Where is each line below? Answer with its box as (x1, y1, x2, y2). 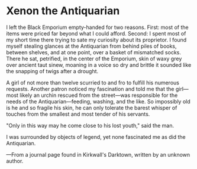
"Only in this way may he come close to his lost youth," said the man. (6, 122, 175, 129)
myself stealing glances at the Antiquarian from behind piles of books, (6, 43, 177, 50)
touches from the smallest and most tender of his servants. (6, 110, 150, 118)
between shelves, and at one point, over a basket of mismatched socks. (6, 48, 182, 56)
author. (6, 157, 24, 164)
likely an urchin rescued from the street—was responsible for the (20, 92, 178, 99)
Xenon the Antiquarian (6, 4, 120, 18)
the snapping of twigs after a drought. (6, 67, 99, 74)
